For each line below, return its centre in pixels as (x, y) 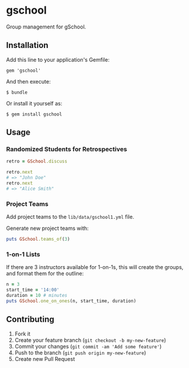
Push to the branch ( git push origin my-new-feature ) (80, 353)
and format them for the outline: (45, 274)
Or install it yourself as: (34, 103)
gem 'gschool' (24, 71)
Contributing (30, 320)
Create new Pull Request (45, 359)
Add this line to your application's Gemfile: (58, 59)
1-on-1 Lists (23, 254)
